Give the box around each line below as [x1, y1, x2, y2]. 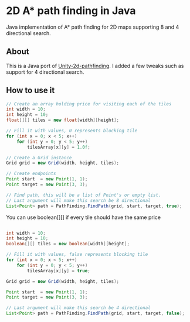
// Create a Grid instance [6, 155, 72, 160]
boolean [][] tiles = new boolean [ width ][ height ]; [6, 241, 130, 247]
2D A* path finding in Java [6, 4, 136, 18]
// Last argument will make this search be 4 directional [6, 305, 151, 311]
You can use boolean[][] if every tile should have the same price [6, 214, 161, 221]
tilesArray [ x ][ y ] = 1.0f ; [27, 144, 91, 150]
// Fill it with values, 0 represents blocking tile [6, 128, 138, 134]
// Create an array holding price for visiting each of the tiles [6, 101, 172, 107]
